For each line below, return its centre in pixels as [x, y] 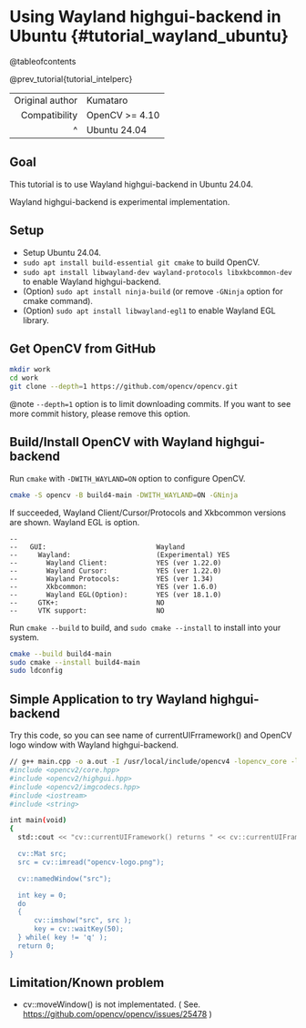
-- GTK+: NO [87, 603]
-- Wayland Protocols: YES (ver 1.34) [112, 579]
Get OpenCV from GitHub [83, 348]
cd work [24, 378]
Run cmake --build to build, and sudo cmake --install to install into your [145, 627]
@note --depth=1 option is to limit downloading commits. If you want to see [150, 404]
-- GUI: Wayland [97, 547]
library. [36, 320]
